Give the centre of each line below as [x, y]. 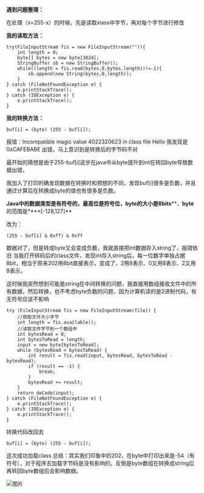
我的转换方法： [25, 118]
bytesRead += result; [56, 382]
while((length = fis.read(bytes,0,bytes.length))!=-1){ [90, 68]
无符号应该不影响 [28, 299]
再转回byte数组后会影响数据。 [44, 471]
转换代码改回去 [25, 432]
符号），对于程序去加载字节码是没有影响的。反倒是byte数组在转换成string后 [100, 463]
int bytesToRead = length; [51, 340]
